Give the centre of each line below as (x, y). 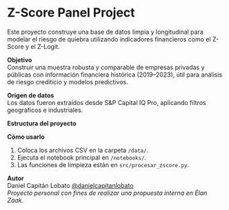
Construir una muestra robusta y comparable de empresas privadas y (106, 67)
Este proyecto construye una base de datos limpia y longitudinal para (105, 32)
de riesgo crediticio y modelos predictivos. (68, 82)
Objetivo (20, 59)
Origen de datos (31, 95)
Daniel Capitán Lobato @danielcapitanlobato (70, 185)
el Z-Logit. (45, 46)
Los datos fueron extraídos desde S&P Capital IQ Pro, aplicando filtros (107, 102)
